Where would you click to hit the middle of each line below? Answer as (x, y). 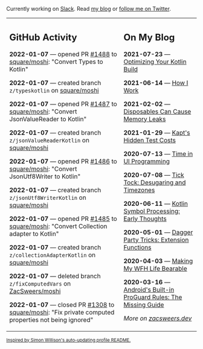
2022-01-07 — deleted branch (55, 276)
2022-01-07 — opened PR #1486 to (63, 161)
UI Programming (147, 161)
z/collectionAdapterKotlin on (52, 255)
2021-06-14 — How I (156, 83)
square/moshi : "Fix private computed (62, 312)
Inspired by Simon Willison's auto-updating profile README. (69, 340)
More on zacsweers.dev (158, 318)
